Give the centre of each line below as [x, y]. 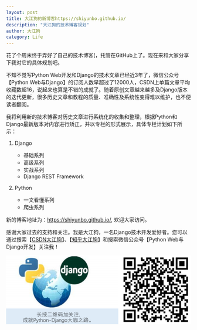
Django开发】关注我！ [33, 247]
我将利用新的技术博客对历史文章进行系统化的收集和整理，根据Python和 [92, 117]
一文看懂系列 [39, 200]
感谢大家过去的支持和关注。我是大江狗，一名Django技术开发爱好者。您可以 [97, 232]
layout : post [22, 12]
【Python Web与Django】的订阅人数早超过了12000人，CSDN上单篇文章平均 [98, 83]
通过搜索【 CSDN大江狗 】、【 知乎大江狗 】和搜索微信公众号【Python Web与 [95, 240]
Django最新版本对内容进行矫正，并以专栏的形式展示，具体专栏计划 [86, 124]
